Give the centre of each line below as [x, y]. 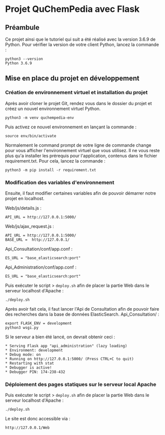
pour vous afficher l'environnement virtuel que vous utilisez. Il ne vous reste [82, 150]
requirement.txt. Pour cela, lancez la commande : [55, 161]
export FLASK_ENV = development [38, 323]
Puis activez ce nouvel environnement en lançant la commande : [71, 127]
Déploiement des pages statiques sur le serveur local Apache [81, 384]
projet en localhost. [25, 198]
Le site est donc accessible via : [38, 419]
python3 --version [24, 59]
